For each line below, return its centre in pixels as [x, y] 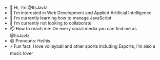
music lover [21, 53]
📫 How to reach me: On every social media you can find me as [73, 29]
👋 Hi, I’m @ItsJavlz [29, 8]
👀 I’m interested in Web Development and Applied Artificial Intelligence [81, 13]
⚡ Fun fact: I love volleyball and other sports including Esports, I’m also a [82, 46]
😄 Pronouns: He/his [30, 41]
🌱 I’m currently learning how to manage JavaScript [60, 18]
